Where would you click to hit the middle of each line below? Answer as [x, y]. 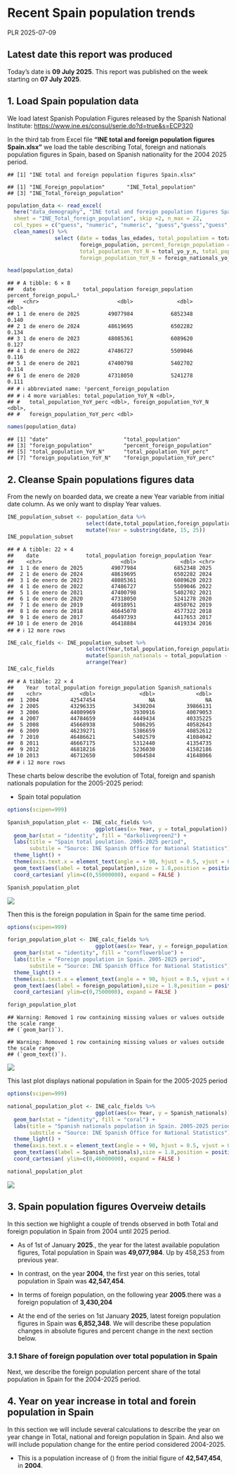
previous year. [38, 1259]
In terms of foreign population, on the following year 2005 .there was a [119, 1295]
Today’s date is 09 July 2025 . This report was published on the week [108, 71]
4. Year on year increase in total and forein [102, 1401]
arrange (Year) [106, 662]
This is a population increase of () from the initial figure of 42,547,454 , [120, 1458]
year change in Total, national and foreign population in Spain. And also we [116, 1437]
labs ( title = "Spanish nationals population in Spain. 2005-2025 [111, 1126]
